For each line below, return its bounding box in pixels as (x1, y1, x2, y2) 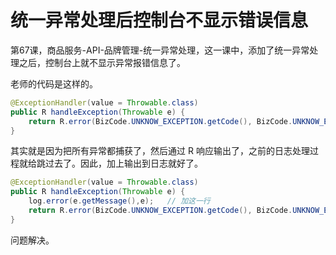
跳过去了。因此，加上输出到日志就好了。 (36, 157, 203, 170)
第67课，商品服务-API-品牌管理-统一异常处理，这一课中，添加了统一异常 (10, 44, 310, 56)
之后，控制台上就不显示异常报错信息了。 (18, 56, 186, 68)
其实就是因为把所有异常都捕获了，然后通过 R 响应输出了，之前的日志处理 (10, 145, 310, 157)
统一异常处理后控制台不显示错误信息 (10, 9, 309, 32)
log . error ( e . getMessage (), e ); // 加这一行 (28, 196, 211, 206)
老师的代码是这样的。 (10, 77, 98, 90)
